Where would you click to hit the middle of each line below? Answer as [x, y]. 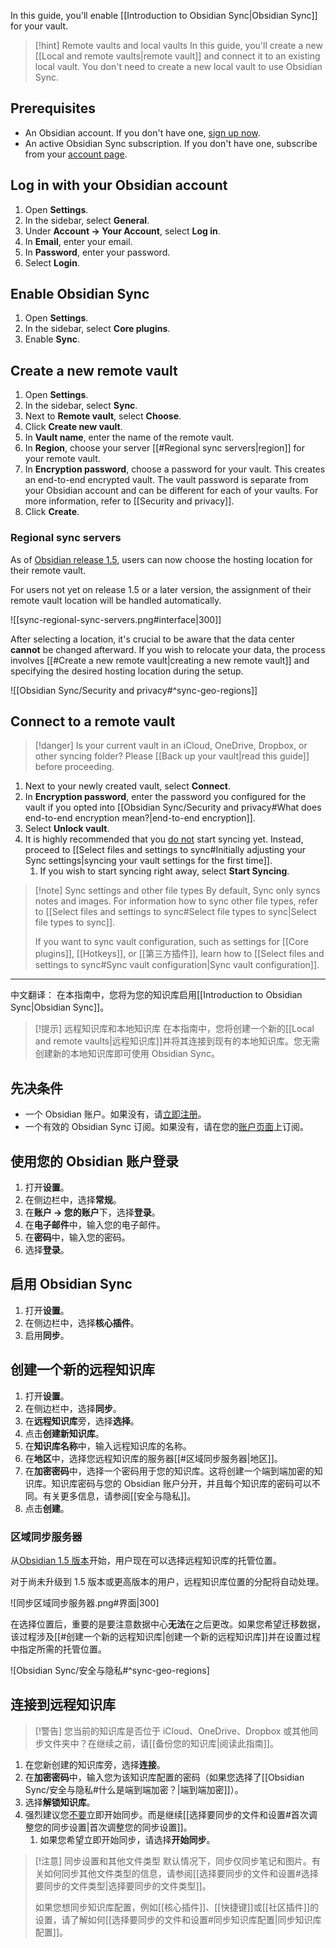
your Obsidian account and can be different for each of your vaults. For [171, 491]
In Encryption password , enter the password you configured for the [165, 797]
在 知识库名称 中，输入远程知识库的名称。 [108, 1446]
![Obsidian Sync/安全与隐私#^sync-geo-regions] [110, 1670]
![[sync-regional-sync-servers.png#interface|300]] [116, 619]
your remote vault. [62, 459]
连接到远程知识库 [63, 1705]
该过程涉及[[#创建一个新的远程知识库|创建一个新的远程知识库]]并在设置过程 [165, 1636]
